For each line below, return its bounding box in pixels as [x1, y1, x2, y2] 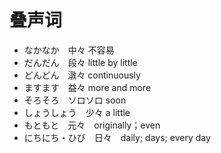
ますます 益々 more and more [23, 81, 152, 93]
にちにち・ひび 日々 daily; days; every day [23, 131, 211, 143]
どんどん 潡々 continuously [23, 69, 141, 81]
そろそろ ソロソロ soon [23, 94, 127, 106]
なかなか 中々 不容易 [23, 44, 115, 56]
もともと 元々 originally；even [23, 119, 161, 131]
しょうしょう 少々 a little [23, 106, 131, 118]
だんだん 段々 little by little [23, 56, 138, 68]
